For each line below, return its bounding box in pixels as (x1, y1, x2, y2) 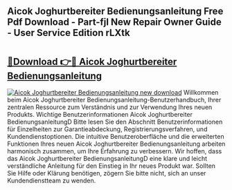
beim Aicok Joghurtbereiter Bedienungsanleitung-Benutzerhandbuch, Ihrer (7, 96, 222, 104)
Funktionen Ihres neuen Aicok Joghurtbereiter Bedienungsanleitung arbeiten (7, 140, 226, 148)
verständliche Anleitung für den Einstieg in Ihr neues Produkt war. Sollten (7, 162, 216, 170)
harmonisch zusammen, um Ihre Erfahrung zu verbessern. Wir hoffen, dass (7, 147, 222, 155)
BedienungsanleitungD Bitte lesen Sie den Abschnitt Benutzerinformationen (7, 117, 223, 126)
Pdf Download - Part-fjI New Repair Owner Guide (7, 17, 222, 28)
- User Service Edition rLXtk (7, 27, 130, 39)
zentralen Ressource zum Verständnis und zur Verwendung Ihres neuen (7, 103, 213, 111)
